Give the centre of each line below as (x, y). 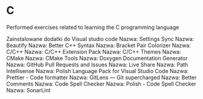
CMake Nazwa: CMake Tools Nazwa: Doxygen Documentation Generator (97, 58)
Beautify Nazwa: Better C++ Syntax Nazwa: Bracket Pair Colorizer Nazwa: (99, 45)
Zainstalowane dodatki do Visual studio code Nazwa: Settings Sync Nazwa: (100, 39)
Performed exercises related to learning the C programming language (93, 27)
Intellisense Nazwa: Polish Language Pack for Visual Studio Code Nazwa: (98, 71)
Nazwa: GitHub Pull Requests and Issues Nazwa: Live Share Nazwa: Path (97, 65)
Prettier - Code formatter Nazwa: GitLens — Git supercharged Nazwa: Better (101, 77)
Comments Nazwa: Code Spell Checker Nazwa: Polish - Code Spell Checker (101, 84)
